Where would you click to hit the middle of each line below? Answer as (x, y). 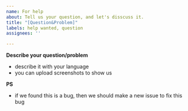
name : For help (25, 11)
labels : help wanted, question (45, 28)
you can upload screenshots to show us (63, 73)
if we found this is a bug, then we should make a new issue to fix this (98, 96)
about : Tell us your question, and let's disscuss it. (75, 17)
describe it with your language (52, 67)
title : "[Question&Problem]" (42, 22)
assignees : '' (24, 33)
